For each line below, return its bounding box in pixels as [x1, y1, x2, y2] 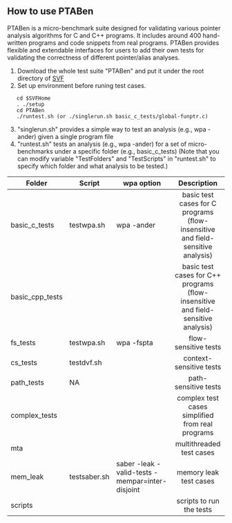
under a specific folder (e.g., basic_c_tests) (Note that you [54, 147, 220, 155]
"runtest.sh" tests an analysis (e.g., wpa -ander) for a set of [17, 140, 187, 148]
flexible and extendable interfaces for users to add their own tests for [7, 46, 204, 54]
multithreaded [175, 439, 221, 448]
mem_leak [10, 472, 44, 481]
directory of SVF [17, 74, 64, 82]
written [7, 38, 28, 47]
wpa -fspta [116, 338, 153, 347]
